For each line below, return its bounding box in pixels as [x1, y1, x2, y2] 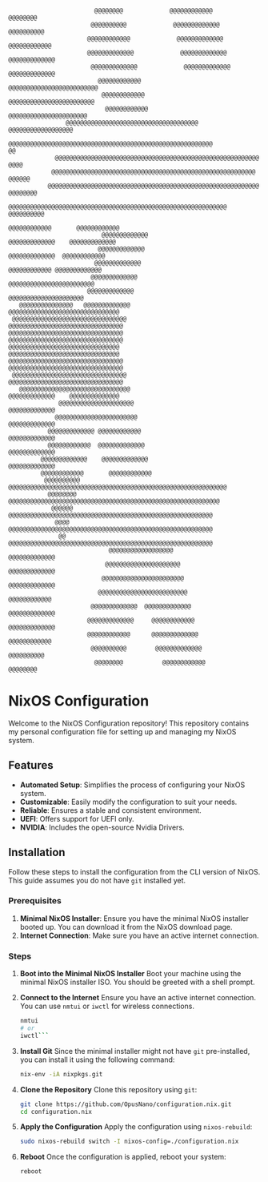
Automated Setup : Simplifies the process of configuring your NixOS [19, 780, 246, 790]
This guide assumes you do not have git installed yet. [8, 875, 186, 885]
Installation [8, 846, 66, 859]
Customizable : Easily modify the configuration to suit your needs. [19, 797, 238, 806]
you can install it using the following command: [19, 1055, 175, 1064]
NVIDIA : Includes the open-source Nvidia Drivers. [19, 822, 186, 832]
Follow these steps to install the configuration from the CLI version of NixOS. [8, 866, 261, 876]
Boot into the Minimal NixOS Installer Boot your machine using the [19, 969, 242, 979]
